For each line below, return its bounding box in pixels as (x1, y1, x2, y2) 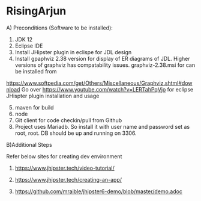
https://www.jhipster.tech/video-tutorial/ (14, 164, 115, 172)
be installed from (14, 67, 57, 75)
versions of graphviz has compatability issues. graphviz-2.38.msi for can (14, 61, 196, 69)
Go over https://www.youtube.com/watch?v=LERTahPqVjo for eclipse (21, 85, 194, 93)
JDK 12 (14, 36, 33, 43)
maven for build (14, 104, 54, 111)
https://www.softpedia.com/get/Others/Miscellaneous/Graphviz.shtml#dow (6, 79, 193, 87)
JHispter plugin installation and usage (6, 92, 100, 99)
